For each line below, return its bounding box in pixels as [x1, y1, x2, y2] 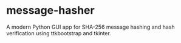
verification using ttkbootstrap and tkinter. [6, 29, 111, 36]
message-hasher [6, 4, 95, 17]
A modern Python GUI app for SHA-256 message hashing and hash [6, 23, 175, 30]
